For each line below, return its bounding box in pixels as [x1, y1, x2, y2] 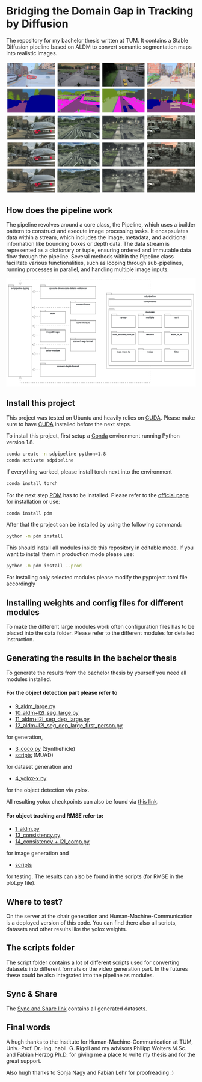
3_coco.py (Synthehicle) [14, 745, 76, 752]
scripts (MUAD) [14, 751, 54, 759]
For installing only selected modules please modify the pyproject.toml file [6, 574, 188, 581]
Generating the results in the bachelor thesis [6, 653, 177, 664]
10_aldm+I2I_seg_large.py [14, 709, 79, 716]
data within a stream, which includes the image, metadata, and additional [6, 234, 188, 241]
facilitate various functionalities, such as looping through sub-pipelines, [6, 260, 183, 267]
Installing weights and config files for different [6, 598, 184, 608]
